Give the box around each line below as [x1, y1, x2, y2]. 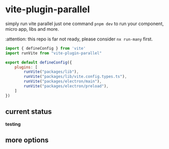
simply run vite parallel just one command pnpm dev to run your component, [5, 20, 164, 27]
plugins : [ [14, 65, 38, 70]
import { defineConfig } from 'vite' [5, 46, 86, 51]
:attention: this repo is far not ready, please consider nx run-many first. [5, 36, 153, 42]
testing [5, 121, 21, 127]
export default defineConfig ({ [5, 60, 72, 65]
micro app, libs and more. [5, 26, 59, 32]
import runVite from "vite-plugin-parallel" [5, 50, 102, 56]
